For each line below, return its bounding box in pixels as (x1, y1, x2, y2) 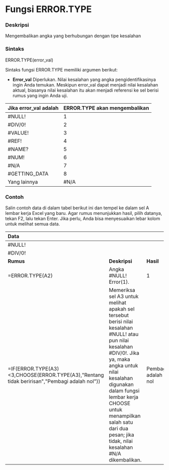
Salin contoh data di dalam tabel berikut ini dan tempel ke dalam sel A (5, 205, 149, 211)
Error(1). (109, 278, 130, 285)
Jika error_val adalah (8, 104, 59, 111)
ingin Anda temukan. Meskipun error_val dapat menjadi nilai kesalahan (12, 82, 158, 88)
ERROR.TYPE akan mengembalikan (63, 104, 149, 111)
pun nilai (109, 337, 129, 344)
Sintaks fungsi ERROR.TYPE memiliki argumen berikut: (5, 66, 118, 72)
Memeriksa (109, 287, 136, 294)
